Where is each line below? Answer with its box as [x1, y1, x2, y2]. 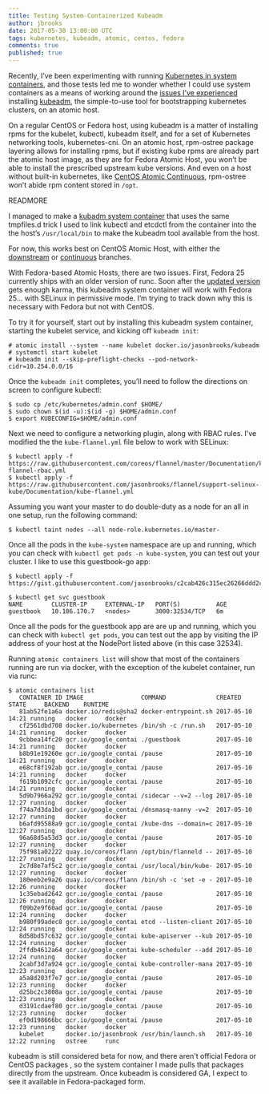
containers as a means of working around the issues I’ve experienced [8, 88, 238, 97]
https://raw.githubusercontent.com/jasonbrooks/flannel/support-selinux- [8, 481, 260, 489]
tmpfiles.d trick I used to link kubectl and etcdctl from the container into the [8, 220, 257, 229]
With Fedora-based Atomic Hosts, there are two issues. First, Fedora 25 [8, 268, 245, 277]
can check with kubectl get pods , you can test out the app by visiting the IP [8, 630, 259, 640]
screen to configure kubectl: [8, 386, 102, 394]
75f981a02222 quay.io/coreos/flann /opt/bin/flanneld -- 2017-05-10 [18, 848, 252, 856]
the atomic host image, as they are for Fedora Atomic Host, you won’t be [8, 155, 247, 164]
